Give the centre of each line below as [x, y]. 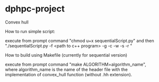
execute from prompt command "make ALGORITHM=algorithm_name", [76, 64]
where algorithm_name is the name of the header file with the [66, 69]
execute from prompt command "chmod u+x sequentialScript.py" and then [79, 41]
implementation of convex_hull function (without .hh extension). [69, 74]
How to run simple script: [30, 31]
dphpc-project [35, 9]
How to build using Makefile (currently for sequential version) [66, 55]
